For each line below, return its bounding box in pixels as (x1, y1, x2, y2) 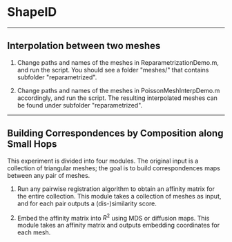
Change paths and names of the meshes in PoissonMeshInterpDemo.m (17, 86, 220, 94)
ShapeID (7, 4, 57, 20)
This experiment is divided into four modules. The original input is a (7, 157, 199, 165)
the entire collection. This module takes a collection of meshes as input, (17, 192, 222, 200)
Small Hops (7, 139, 57, 150)
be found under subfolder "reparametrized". (17, 101, 143, 109)
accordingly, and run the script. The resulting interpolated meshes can (17, 94, 217, 102)
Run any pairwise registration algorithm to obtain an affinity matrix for (17, 184, 215, 193)
